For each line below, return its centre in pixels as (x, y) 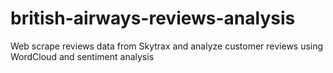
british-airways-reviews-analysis (153, 18)
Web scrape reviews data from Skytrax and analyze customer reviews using (167, 46)
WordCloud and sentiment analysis (82, 56)
